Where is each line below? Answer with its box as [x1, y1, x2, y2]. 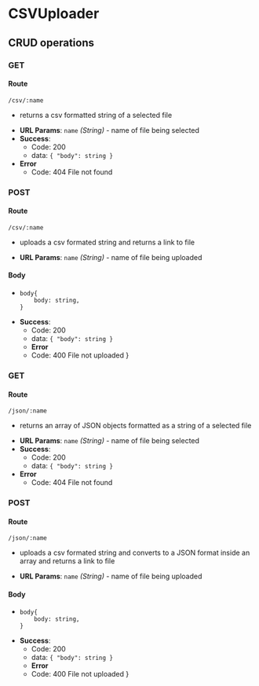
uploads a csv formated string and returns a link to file [19, 237, 195, 247]
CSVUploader [8, 5, 100, 23]
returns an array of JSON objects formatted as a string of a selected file [19, 421, 252, 431]
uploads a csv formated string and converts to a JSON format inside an [19, 548, 250, 558]
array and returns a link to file [19, 556, 115, 566]
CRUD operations [8, 36, 95, 50]
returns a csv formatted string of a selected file [19, 110, 173, 119]
